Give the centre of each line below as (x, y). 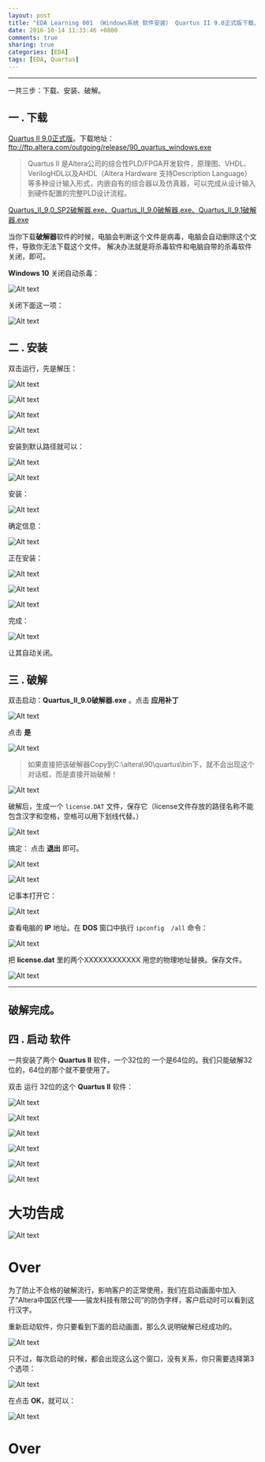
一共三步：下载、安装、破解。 (56, 90)
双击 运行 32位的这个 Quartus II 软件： (71, 1086)
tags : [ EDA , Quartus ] (44, 60)
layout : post (30, 15)
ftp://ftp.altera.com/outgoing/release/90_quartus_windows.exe (110, 147)
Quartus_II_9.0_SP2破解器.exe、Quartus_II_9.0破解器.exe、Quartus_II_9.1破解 (132, 209)
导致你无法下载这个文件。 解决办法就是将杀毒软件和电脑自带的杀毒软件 (137, 246)
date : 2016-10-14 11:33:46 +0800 (63, 30)
